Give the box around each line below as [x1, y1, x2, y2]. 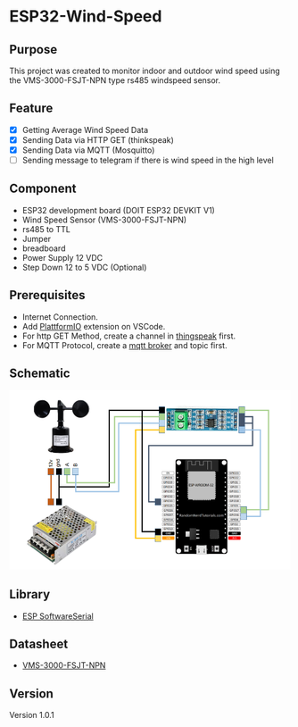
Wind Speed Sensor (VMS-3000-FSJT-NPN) [21, 214, 187, 225]
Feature [9, 101, 54, 116]
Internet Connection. [21, 311, 98, 322]
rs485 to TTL [21, 223, 71, 234]
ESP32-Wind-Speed [9, 6, 162, 27]
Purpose [9, 42, 58, 57]
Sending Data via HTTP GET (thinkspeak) [21, 134, 174, 145]
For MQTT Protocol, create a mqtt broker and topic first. [21, 339, 228, 350]
